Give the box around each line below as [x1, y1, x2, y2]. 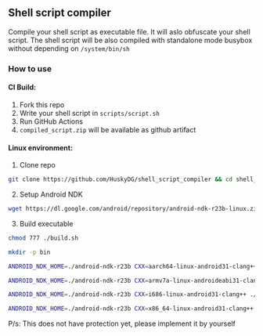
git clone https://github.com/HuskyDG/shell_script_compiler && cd [8, 175, 233, 183]
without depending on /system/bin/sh [8, 43, 131, 53]
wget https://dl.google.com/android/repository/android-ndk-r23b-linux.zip [8, 205, 261, 213]
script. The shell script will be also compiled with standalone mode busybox [8, 35, 253, 45]
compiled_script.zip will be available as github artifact [19, 125, 196, 134]
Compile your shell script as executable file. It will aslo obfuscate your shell [8, 27, 250, 36]
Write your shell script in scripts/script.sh [19, 108, 160, 117]
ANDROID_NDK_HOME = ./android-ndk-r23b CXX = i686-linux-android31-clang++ [8, 291, 247, 298]
